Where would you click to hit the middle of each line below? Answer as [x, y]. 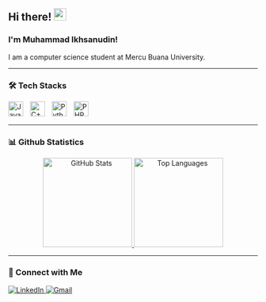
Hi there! [30, 17]
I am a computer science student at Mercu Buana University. [107, 57]
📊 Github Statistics [46, 142]
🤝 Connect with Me [46, 273]
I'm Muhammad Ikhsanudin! [63, 40]
